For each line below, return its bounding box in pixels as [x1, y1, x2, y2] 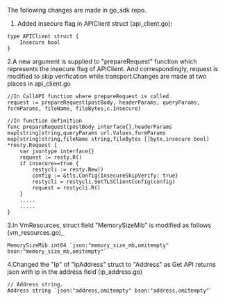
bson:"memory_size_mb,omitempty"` [7, 248, 108, 255]
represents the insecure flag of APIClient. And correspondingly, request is [7, 65, 219, 72]
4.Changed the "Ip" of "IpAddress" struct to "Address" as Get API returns [7, 261, 217, 268]
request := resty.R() [19, 154, 82, 161]
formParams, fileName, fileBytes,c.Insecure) [7, 105, 141, 112]
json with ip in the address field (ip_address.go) [7, 268, 143, 276]
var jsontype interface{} [19, 148, 95, 155]
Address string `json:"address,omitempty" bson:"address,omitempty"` [7, 287, 213, 294]
